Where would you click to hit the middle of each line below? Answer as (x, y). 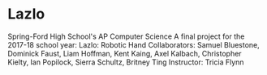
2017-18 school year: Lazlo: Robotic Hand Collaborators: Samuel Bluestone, (134, 44)
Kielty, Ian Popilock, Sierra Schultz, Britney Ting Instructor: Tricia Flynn (126, 62)
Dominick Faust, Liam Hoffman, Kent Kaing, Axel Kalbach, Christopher (125, 53)
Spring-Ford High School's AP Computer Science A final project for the (126, 36)
